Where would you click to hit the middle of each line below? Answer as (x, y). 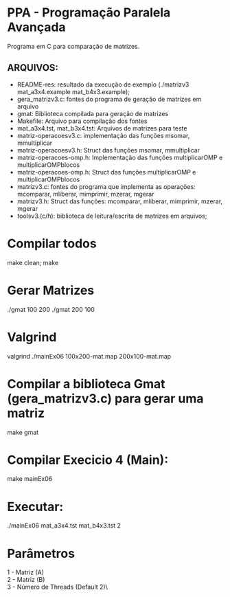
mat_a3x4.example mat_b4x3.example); (73, 91)
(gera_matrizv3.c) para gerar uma (105, 398)
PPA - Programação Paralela (89, 13)
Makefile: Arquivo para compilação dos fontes (82, 121)
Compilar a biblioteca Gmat (87, 384)
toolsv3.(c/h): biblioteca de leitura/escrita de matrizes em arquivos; (112, 216)
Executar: (35, 507)
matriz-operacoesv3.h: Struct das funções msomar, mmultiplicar (108, 150)
